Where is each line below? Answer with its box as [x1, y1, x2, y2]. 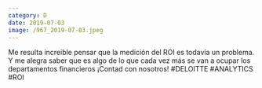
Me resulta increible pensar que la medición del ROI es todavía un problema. [8, 48, 255, 57]
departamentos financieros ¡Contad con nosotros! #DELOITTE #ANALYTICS [8, 64, 253, 74]
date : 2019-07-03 [8, 19, 65, 27]
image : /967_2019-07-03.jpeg [8, 26, 104, 34]
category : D [8, 11, 47, 20]
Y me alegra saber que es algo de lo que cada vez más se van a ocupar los [8, 56, 251, 65]
